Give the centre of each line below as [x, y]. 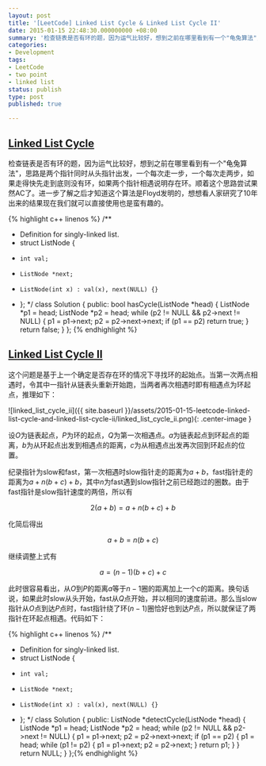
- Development [32, 52]
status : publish [35, 89]
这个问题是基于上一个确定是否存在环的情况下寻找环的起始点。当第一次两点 [129, 375]
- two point [28, 75]
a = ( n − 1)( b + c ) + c [133, 572]
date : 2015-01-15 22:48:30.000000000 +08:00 [83, 30]
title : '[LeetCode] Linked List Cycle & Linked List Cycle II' [115, 23]
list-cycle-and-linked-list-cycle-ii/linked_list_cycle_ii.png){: [104, 418]
